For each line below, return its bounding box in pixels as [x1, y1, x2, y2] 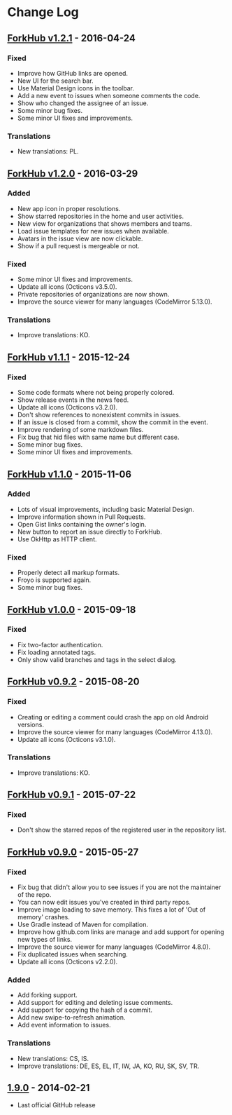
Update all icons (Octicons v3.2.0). [17, 403, 117, 412]
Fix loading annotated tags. [17, 648, 96, 656]
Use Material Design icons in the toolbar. [17, 83, 135, 92]
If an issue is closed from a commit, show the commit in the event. [17, 418, 208, 426]
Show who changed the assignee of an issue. [17, 99, 149, 107]
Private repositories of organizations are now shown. [17, 290, 170, 299]
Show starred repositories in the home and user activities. [17, 212, 184, 220]
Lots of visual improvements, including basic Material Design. [17, 505, 194, 513]
